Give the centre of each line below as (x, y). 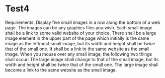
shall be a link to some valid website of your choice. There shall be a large (81, 33)
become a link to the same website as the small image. (61, 70)
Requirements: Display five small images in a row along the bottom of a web (83, 22)
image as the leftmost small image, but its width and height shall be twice (80, 43)
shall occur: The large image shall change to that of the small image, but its (82, 59)
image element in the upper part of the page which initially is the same (77, 38)
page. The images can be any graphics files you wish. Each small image (79, 27)
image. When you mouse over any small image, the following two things (79, 54)
